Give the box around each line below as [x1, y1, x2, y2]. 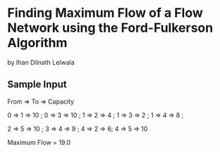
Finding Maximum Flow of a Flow [7, 5, 203, 21]
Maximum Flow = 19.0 [7, 138, 71, 146]
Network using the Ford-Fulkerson [7, 20, 214, 36]
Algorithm [7, 35, 68, 51]
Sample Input [7, 79, 67, 91]
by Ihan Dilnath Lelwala [7, 58, 75, 66]
